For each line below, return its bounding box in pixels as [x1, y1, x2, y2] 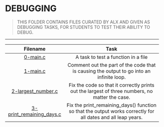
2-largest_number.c [11, 88, 58, 94]
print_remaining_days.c [8, 110, 61, 117]
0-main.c [23, 54, 46, 60]
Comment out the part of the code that [67, 61, 156, 68]
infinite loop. [97, 73, 126, 80]
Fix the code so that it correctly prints [68, 81, 155, 88]
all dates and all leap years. [80, 114, 143, 121]
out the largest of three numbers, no [70, 88, 153, 94]
